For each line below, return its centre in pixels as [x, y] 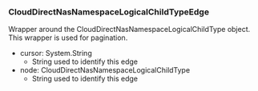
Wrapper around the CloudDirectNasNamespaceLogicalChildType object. [129, 30]
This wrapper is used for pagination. [68, 38]
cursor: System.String [56, 53]
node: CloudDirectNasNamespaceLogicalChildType [105, 70]
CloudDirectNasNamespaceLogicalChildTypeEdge [109, 12]
